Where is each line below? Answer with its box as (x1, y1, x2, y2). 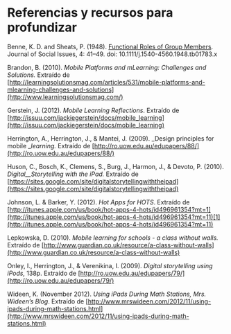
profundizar (7, 19, 78, 35)
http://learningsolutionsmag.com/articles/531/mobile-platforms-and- (9, 78, 206, 86)
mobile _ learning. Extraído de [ (7, 141, 95, 150)
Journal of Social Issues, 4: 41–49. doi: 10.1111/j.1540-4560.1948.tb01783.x (7, 50, 218, 58)
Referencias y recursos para (7, 5, 173, 21)
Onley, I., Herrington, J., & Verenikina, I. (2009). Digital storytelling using (7, 261, 213, 270)
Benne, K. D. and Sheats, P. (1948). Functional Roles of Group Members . (7, 42, 214, 51)
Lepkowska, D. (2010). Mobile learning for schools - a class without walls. (7, 234, 219, 242)
